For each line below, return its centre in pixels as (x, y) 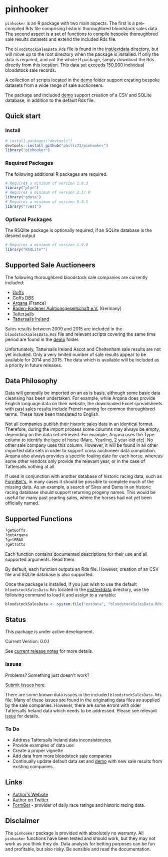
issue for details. (22, 716)
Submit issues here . (25, 685)
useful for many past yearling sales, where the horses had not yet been (78, 498)
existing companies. (33, 767)
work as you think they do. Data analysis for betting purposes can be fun (80, 843)
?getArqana (16, 535)
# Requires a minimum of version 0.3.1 (47, 202)
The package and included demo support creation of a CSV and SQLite (78, 95)
